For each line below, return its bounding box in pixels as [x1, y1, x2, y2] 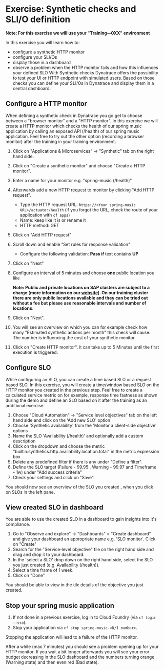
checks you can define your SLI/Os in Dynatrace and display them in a [12, 80, 154, 86]
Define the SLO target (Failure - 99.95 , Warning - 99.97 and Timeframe [12, 464, 157, 470]
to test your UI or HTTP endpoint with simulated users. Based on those [12, 75, 155, 81]
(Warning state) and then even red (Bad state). [5, 659, 99, 665]
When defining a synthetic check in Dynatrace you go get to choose [5, 113, 143, 118]
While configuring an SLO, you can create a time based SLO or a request [5, 376, 151, 382]
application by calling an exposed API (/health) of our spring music [5, 128, 140, 134]
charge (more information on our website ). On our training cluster [12, 290, 148, 296]
